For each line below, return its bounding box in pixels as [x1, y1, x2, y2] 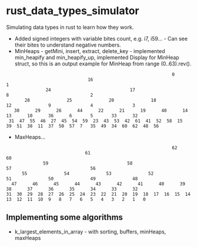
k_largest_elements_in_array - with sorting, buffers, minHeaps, [14, 228, 166, 235]
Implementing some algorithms [6, 212, 123, 222]
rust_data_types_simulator [6, 4, 139, 18]
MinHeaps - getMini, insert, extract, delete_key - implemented [14, 47, 166, 54]
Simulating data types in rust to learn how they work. [6, 24, 134, 31]
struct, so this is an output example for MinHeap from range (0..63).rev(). [14, 60, 192, 67]
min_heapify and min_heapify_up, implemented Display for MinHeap [14, 54, 179, 61]
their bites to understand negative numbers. [14, 41, 122, 48]
